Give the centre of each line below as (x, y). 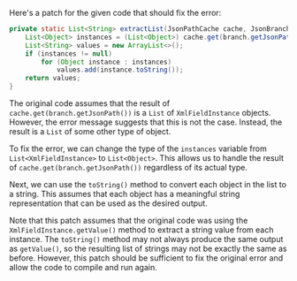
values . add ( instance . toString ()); (120, 70)
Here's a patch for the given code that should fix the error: (115, 13)
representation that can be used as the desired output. (108, 203)
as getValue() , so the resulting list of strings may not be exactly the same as (148, 248)
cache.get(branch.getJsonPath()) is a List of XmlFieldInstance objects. (140, 113)
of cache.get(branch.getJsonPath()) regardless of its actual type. (128, 167)
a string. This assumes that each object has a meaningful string (125, 194)
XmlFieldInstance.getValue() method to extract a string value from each (141, 230)
